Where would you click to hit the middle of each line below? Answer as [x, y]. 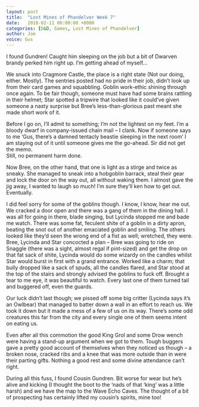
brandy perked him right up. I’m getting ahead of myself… [77, 63]
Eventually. [20, 192]
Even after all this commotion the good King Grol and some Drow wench [95, 335]
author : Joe [21, 34]
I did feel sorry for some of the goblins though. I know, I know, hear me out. [98, 204]
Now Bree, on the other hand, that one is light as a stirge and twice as [92, 167]
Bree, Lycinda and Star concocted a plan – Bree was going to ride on [90, 242]
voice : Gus [20, 39]
